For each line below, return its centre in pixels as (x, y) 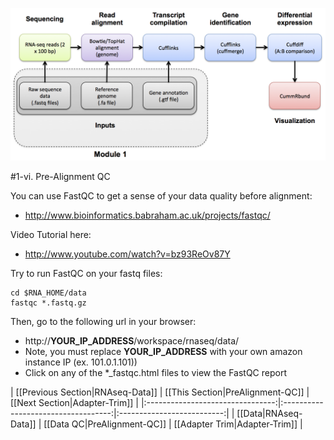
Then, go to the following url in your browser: (103, 322)
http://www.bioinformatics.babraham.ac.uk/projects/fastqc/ (147, 215)
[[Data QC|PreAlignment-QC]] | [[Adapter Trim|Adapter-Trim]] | (173, 424)
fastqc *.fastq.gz (48, 303)
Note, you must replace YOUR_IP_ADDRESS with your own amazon (163, 352)
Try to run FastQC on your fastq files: (86, 274)
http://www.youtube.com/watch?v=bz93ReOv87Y (127, 254)
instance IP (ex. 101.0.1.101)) (81, 362)
